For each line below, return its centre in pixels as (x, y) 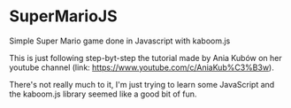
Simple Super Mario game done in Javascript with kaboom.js (120, 41)
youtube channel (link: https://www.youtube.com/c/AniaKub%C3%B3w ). (142, 67)
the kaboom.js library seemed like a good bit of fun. (103, 94)
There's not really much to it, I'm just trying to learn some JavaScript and (142, 84)
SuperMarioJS (63, 16)
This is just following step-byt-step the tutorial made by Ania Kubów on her (145, 58)
